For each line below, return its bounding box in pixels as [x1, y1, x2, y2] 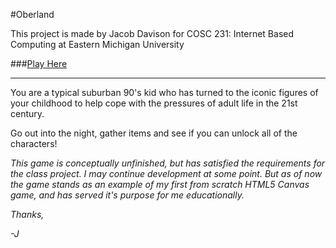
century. [10, 108, 45, 119]
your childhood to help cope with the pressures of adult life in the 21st [10, 97, 298, 109]
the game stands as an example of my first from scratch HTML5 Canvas [10, 179, 310, 190]
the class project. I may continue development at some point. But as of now [10, 168, 323, 179]
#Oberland [10, 9, 55, 20]
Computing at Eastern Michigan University [10, 39, 185, 50]
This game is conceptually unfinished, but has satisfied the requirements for [10, 157, 326, 169]
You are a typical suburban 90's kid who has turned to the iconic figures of [10, 87, 319, 98]
